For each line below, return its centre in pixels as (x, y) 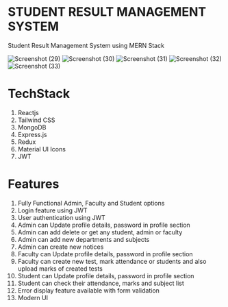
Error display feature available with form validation (89, 290)
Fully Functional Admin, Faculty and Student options (91, 203)
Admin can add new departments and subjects (84, 239)
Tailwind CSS (36, 120)
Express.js (32, 134)
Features (34, 184)
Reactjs (28, 112)
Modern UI (33, 297)
